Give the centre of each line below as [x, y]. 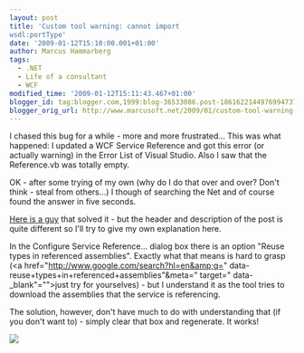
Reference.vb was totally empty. [69, 165]
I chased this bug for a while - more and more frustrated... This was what [146, 136]
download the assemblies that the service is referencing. [115, 294]
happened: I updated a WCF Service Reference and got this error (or [137, 146]
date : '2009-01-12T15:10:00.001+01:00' [85, 43]
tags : [19, 60]
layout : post [34, 18]
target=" [215, 275]
